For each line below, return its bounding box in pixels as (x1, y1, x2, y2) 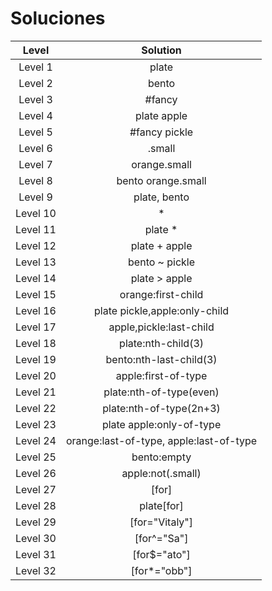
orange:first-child (119, 287, 204, 301)
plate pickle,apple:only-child (94, 303, 230, 317)
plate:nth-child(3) (119, 336, 204, 350)
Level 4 (18, 108, 53, 122)
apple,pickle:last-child (108, 320, 215, 334)
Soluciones (10, 7, 106, 30)
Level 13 (15, 255, 57, 269)
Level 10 (15, 206, 57, 220)
